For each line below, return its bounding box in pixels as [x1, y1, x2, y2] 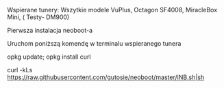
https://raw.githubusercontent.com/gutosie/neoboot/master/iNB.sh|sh [7, 73, 205, 81]
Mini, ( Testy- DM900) [7, 13, 70, 21]
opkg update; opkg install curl [7, 53, 91, 61]
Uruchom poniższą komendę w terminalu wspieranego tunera [7, 40, 182, 47]
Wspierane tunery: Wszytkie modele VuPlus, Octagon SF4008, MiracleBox [7, 6, 218, 14]
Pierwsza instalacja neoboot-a [7, 27, 93, 34]
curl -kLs [7, 66, 33, 74]
